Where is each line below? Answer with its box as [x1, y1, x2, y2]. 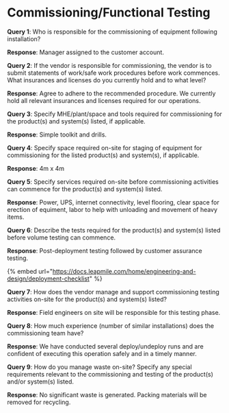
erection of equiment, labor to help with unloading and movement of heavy [7, 205, 217, 213]
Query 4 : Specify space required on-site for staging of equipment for [7, 143, 202, 152]
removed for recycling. [7, 398, 71, 406]
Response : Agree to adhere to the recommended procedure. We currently [7, 89, 216, 97]
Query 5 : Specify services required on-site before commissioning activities [7, 177, 219, 186]
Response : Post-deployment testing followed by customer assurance [7, 246, 203, 255]
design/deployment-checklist [7, 274, 90, 283]
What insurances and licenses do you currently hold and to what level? [7, 75, 206, 84]
